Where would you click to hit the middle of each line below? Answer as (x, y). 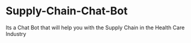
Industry (16, 33)
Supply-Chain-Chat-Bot (67, 11)
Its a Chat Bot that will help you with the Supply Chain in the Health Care (95, 27)
